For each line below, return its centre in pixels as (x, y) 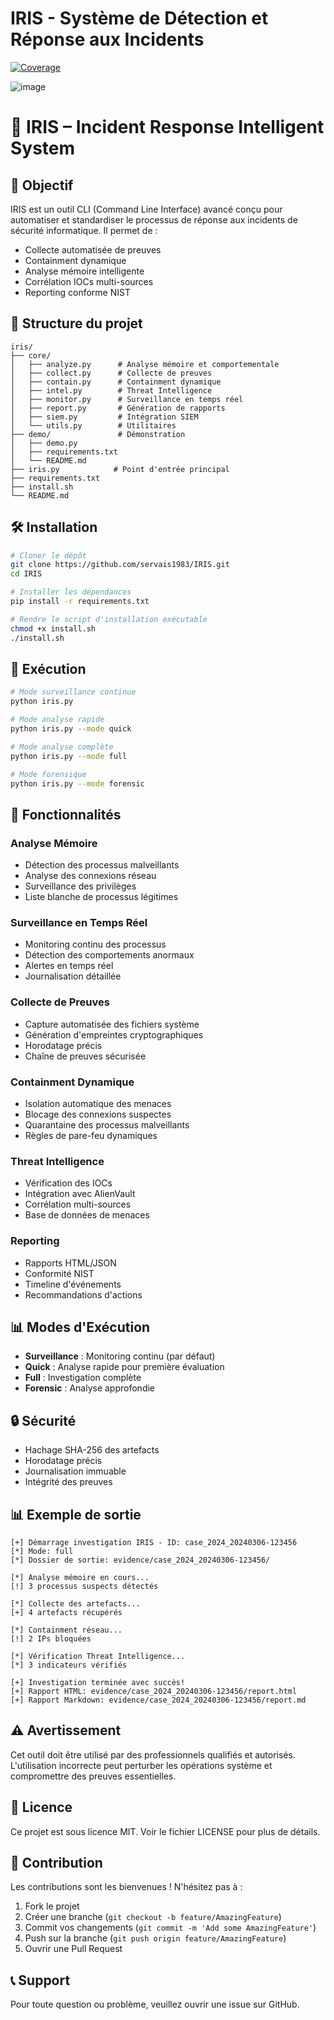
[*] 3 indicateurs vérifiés (69, 1665)
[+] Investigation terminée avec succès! (98, 1682)
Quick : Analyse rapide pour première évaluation (124, 1367)
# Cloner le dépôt (48, 555)
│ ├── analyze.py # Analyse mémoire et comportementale (145, 364)
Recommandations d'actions (83, 1294)
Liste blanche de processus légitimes (101, 897)
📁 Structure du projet (76, 323)
